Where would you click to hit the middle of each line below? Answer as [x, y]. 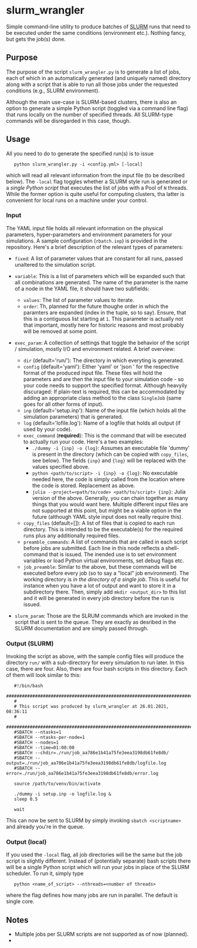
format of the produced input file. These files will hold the [93, 373]
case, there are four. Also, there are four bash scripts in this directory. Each [97, 669]
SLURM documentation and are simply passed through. [81, 628]
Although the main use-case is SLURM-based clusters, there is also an [91, 102]
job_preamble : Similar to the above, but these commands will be [100, 566]
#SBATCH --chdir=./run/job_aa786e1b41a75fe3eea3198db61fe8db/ [91, 753]
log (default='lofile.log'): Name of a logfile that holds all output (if [102, 423]
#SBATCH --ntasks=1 [38, 732]
